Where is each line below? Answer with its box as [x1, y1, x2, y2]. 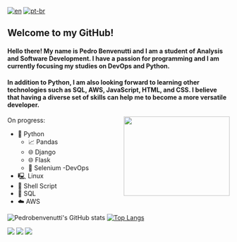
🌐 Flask [28, 156, 51, 164]
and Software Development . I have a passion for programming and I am [7, 54, 220, 63]
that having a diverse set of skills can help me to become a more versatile [7, 92, 227, 102]
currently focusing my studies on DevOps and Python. [7, 61, 170, 70]
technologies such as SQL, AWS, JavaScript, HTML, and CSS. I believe [7, 85, 217, 94]
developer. [7, 100, 40, 109]
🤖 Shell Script [17, 182, 57, 190]
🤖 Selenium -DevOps [28, 164, 90, 172]
